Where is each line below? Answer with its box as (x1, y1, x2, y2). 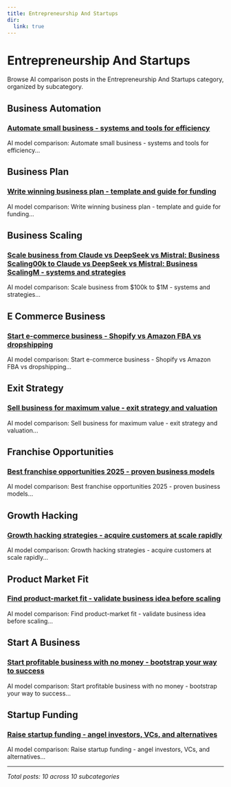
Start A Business (7, 637, 80, 649)
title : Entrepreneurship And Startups (7, 10, 118, 17)
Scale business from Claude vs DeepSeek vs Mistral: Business (7, 251, 220, 260)
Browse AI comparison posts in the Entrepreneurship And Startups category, (7, 75, 224, 83)
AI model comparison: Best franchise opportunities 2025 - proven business (7, 483, 221, 491)
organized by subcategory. (7, 83, 84, 91)
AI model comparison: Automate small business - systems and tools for (7, 139, 209, 147)
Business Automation (7, 103, 102, 114)
